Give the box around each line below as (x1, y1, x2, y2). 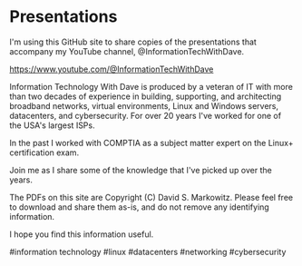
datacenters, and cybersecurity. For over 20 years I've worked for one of (9, 110, 282, 121)
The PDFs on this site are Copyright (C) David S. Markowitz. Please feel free (9, 192, 293, 202)
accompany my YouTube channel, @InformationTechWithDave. (9, 45, 245, 56)
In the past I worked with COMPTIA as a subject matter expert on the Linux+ (9, 137, 294, 148)
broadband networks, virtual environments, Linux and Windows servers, (9, 100, 279, 111)
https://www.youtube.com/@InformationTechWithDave (9, 64, 214, 74)
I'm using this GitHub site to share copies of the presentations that (9, 36, 257, 47)
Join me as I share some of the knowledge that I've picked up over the (9, 164, 272, 175)
